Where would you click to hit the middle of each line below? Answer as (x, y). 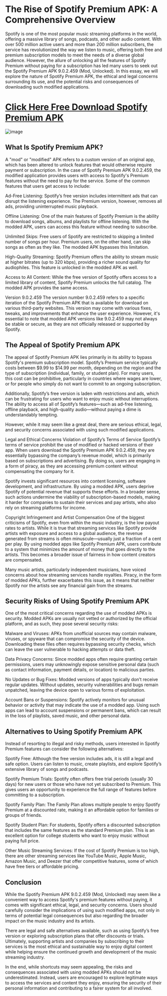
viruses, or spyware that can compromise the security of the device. (75, 639)
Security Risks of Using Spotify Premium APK (77, 601)
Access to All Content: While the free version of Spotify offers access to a (81, 277)
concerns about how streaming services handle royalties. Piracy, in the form (83, 575)
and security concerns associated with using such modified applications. (80, 429)
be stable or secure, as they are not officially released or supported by (78, 324)
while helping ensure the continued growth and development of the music (81, 951)
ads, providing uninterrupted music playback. (52, 206)
